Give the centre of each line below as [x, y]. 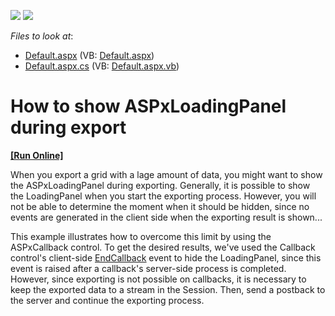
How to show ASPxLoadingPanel [148, 106]
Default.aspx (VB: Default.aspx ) [89, 55]
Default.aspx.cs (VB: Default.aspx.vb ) [102, 66]
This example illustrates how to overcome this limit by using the [141, 236]
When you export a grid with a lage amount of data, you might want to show [166, 174]
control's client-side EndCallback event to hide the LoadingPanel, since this [166, 257]
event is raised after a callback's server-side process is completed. [148, 268]
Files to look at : [42, 36]
